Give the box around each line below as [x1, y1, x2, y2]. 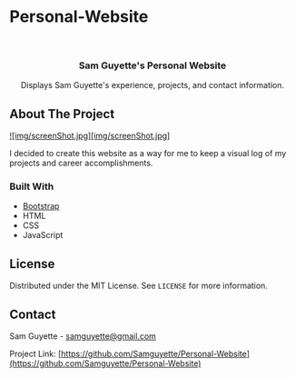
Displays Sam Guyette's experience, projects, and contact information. [20, 80, 285, 91]
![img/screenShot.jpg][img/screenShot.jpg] [9, 130, 171, 142]
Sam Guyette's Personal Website [78, 59, 227, 72]
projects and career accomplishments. [9, 157, 153, 169]
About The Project [9, 106, 115, 122]
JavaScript [22, 230, 64, 241]
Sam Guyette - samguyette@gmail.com [9, 330, 157, 342]
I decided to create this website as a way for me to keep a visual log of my [9, 148, 287, 159]
